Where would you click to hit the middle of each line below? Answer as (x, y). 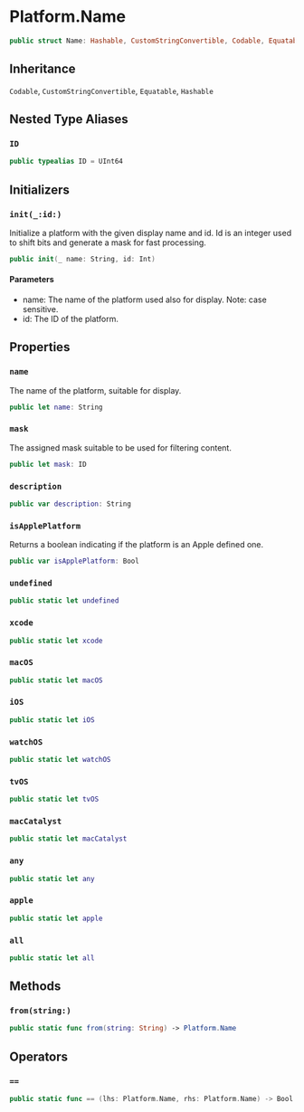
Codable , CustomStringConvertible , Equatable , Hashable (112, 90)
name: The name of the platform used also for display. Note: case (144, 299)
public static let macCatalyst (68, 839)
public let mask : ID (48, 464)
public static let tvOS (54, 799)
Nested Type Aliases (69, 119)
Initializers (40, 190)
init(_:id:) (36, 214)
